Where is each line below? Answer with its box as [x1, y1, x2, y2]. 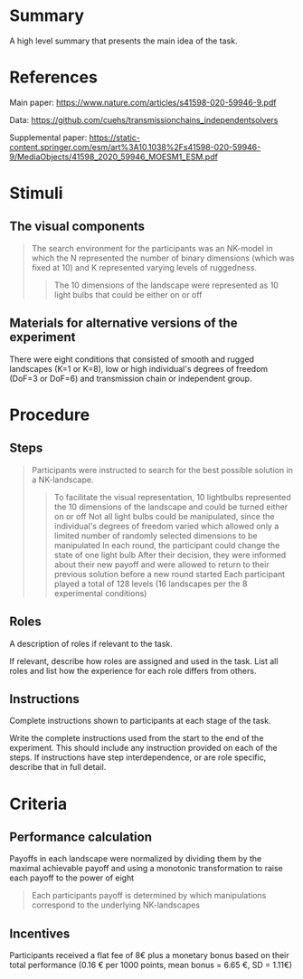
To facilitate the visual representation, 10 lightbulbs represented [53, 491, 291, 502]
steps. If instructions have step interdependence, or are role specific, [9, 752, 267, 763]
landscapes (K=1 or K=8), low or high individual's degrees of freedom [9, 363, 269, 374]
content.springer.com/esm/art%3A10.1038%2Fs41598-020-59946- [9, 141, 261, 152]
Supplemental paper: [9, 132, 88, 143]
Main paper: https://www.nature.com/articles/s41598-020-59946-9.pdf [9, 97, 277, 108]
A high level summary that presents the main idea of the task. [9, 35, 238, 46]
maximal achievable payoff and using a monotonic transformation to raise [9, 863, 283, 874]
